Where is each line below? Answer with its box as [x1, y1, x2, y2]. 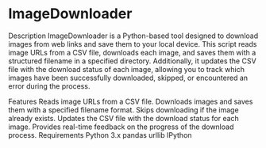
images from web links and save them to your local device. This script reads [8, 39, 257, 48]
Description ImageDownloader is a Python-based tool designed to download [8, 31, 259, 40]
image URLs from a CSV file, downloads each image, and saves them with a [8, 47, 256, 57]
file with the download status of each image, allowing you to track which [8, 64, 245, 74]
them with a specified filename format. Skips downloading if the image [8, 104, 240, 115]
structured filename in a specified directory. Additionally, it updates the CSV [8, 56, 256, 66]
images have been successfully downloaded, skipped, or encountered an [8, 73, 249, 82]
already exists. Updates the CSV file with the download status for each [8, 113, 240, 123]
